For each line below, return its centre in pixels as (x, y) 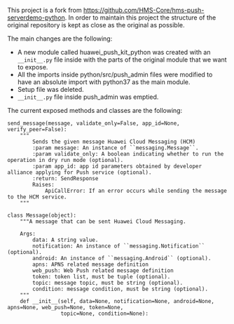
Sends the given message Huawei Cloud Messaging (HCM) (114, 142)
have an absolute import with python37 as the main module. (104, 82)
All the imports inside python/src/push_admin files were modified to (115, 74)
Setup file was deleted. (50, 89)
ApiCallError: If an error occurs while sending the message (136, 191)
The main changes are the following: (60, 39)
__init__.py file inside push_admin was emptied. (88, 97)
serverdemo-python (36, 18)
